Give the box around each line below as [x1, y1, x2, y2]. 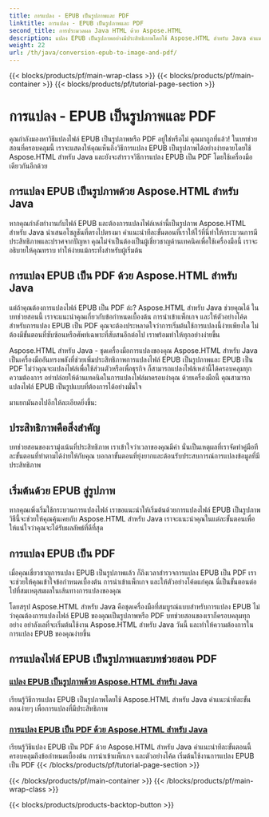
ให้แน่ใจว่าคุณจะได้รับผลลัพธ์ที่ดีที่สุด [9, 523, 104, 533]
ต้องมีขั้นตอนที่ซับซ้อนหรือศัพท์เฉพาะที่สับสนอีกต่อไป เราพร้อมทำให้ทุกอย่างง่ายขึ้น [9, 329, 220, 339]
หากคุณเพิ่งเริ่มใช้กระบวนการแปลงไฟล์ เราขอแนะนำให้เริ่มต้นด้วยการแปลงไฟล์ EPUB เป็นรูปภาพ [9, 505, 261, 515]
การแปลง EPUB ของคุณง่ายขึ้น [9, 629, 91, 638]
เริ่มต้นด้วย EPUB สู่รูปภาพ [9, 484, 116, 498]
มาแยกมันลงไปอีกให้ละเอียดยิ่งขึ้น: [9, 397, 97, 407]
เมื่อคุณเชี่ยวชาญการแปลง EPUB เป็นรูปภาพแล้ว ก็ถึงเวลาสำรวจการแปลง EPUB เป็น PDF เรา [9, 568, 256, 577]
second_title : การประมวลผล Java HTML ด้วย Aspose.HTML [9, 26, 183, 34]
